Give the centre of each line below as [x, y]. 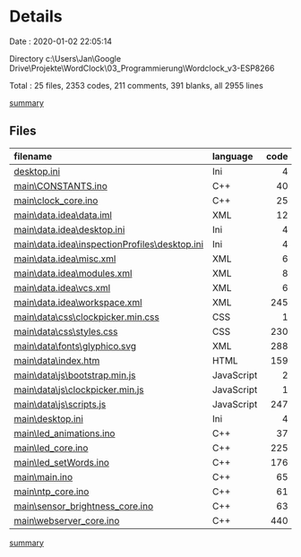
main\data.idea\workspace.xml [78, 302]
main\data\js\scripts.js [60, 404]
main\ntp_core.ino [52, 492]
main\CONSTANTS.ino [60, 185]
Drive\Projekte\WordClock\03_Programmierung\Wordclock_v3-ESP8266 [142, 68]
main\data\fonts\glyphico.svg [75, 346]
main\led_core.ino [51, 448]
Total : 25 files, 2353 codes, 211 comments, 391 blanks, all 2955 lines [137, 85]
